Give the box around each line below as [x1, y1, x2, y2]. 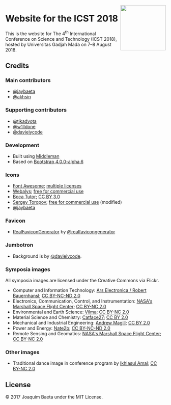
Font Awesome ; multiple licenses [12, 183, 82, 189]
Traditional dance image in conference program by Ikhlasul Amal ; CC [12, 360, 157, 366]
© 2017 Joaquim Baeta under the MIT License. [5, 394, 103, 400]
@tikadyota [12, 118, 37, 124]
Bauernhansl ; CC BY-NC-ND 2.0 [12, 293, 80, 299]
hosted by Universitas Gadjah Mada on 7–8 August [5, 41, 112, 47]
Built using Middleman [12, 153, 60, 159]
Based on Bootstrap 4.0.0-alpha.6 [12, 158, 84, 165]
